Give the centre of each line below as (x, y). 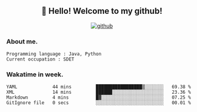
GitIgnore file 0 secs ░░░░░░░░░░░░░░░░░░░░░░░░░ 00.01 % (98, 103)
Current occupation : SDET (40, 59)
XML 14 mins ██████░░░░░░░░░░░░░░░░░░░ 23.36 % (98, 92)
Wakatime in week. (35, 74)
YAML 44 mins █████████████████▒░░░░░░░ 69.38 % (98, 87)
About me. (22, 41)
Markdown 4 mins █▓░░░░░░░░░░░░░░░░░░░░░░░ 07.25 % (98, 97)
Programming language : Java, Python (54, 54)
